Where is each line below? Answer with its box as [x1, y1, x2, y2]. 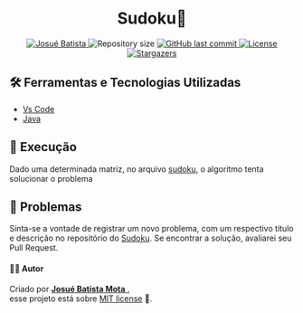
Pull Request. [9, 242, 59, 253]
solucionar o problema [9, 173, 93, 184]
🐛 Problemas [9, 199, 82, 214]
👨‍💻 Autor [9, 262, 44, 274]
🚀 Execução [9, 139, 77, 155]
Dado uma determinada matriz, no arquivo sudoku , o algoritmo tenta [9, 163, 264, 175]
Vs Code [22, 103, 55, 114]
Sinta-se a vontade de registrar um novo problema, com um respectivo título [9, 223, 294, 234]
